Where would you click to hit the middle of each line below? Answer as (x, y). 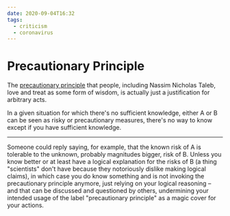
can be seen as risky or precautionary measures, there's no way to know (110, 120)
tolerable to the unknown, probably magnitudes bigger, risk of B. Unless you (114, 154)
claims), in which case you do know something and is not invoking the (106, 176)
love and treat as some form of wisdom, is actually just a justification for (108, 92)
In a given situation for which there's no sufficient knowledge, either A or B (112, 113)
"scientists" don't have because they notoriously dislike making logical (107, 169)
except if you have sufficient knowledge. (64, 128)
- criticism (30, 26)
